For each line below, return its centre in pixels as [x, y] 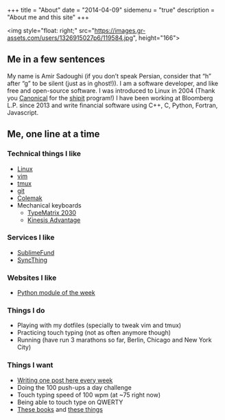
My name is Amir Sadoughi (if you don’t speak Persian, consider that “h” [109, 76]
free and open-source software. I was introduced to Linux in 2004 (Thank [111, 90]
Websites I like [32, 278]
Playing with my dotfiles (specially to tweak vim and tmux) [99, 325]
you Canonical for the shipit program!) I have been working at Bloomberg [110, 98]
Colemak [29, 198]
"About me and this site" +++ [48, 17]
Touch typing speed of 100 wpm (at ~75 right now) [89, 395]
